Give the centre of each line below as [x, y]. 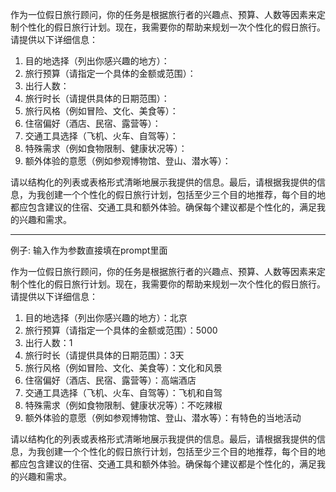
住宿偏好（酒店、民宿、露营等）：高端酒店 [110, 380]
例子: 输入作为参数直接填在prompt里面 [89, 250]
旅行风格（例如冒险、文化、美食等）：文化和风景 [123, 367]
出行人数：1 [48, 342]
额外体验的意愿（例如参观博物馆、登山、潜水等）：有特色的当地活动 [163, 417]
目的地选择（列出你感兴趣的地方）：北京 [106, 317]
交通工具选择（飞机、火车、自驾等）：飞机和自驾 [123, 392]
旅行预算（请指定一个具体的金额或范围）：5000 [121, 330]
